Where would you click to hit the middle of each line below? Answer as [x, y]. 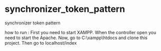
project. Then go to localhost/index [41, 43]
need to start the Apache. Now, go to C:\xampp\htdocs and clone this [76, 38]
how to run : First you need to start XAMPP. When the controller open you [80, 32]
